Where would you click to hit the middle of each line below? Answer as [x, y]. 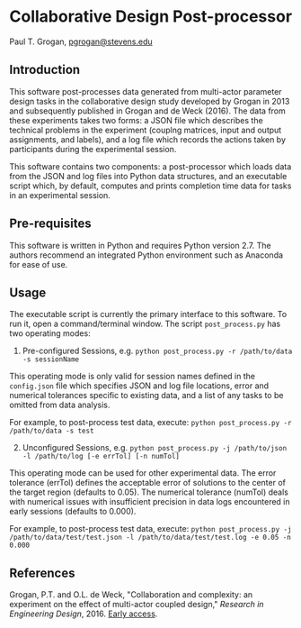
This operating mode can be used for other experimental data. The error [143, 473]
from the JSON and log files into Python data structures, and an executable [148, 176]
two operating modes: [50, 333]
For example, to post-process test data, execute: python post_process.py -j [150, 529]
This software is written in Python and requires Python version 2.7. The [140, 245]
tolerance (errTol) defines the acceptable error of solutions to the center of [147, 483]
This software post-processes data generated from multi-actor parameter [146, 91]
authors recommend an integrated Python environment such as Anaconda [146, 255]
